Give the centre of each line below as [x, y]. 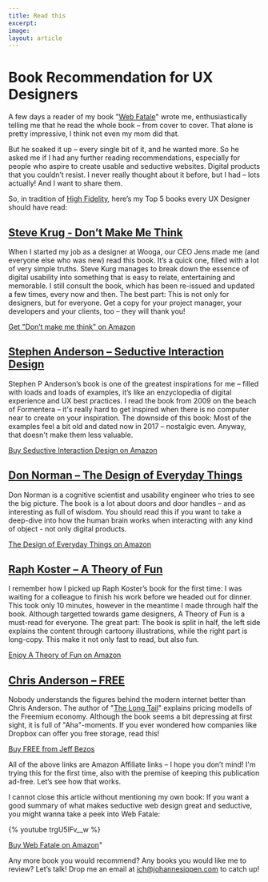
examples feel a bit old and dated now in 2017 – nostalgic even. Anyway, [127, 426]
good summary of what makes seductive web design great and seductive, [130, 806]
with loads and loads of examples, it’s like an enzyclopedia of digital [120, 392]
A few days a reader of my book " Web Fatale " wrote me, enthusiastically [128, 117]
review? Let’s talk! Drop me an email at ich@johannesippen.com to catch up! [134, 869]
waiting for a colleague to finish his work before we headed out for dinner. [130, 597]
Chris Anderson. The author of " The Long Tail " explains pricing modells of [130, 708]
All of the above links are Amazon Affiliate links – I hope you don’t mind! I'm [132, 764]
